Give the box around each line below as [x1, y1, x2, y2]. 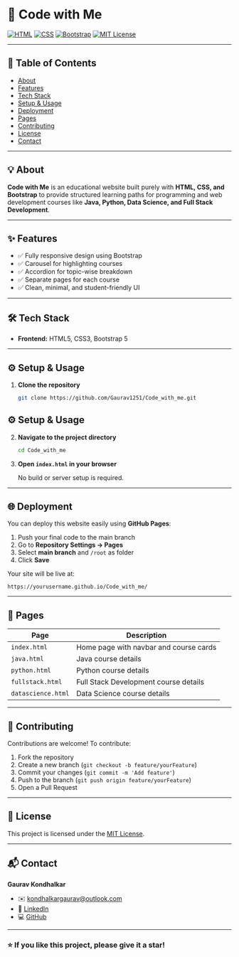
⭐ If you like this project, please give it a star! [7, 940, 165, 950]
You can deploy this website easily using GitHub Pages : [7, 519, 171, 528]
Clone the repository [17, 380, 80, 389]
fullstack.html [11, 678, 63, 686]
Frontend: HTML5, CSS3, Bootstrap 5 [17, 334, 128, 343]
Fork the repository [17, 753, 75, 761]
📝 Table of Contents [7, 57, 97, 70]
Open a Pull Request [17, 784, 78, 791]
